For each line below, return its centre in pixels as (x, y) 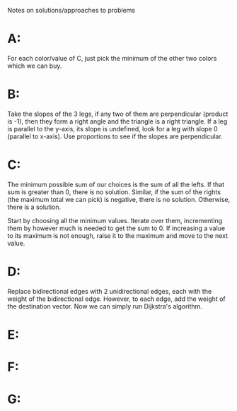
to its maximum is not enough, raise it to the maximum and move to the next (118, 235)
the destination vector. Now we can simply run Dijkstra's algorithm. (105, 306)
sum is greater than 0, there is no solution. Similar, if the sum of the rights (114, 192)
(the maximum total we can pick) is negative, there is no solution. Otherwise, (119, 199)
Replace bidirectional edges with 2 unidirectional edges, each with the (110, 291)
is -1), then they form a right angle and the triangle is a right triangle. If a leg (117, 121)
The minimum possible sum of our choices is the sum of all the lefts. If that (116, 184)
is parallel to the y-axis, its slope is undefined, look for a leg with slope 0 (112, 129)
